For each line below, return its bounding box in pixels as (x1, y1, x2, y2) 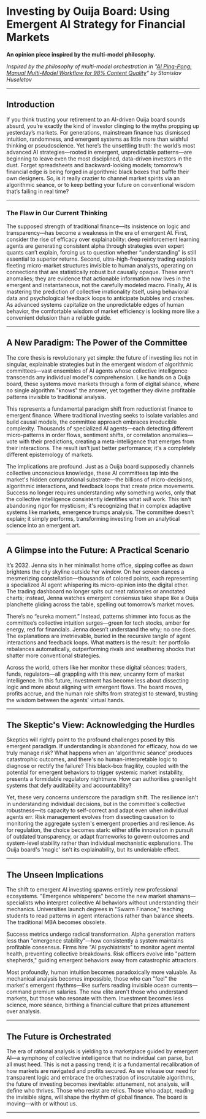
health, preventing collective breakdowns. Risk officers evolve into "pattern (6, 950, 196, 957)
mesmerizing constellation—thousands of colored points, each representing (6, 574, 198, 582)
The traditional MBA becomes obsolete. (6, 919, 107, 926)
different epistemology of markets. (6, 451, 94, 458)
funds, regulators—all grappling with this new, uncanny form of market (6, 670, 185, 678)
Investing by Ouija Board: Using (6, 4, 170, 18)
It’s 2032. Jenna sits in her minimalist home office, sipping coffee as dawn (6, 561, 194, 569)
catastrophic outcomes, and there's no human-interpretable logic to (6, 756, 178, 763)
